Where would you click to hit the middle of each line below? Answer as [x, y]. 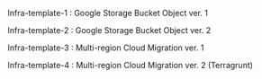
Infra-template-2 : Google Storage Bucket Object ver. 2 [109, 30]
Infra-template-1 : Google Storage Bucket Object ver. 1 [108, 13]
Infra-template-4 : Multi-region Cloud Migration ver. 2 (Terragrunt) [130, 65]
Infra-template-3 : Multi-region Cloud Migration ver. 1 [106, 48]
